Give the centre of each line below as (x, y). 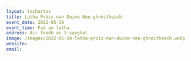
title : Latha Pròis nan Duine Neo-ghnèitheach (64, 17)
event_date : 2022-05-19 (35, 22)
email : (14, 49)
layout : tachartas (29, 11)
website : (17, 44)
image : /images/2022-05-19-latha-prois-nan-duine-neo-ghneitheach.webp (95, 38)
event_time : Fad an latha (38, 28)
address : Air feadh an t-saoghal (47, 33)
